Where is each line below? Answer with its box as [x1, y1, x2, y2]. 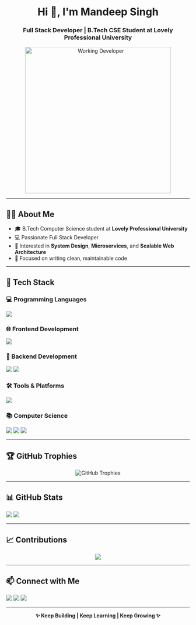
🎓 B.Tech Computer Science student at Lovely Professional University [14, 225, 188, 232]
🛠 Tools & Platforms [6, 382, 65, 390]
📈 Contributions [6, 535, 67, 545]
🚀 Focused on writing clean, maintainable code [14, 255, 127, 262]
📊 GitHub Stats [6, 493, 63, 503]
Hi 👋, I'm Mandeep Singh [37, 5, 159, 19]
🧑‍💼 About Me [6, 209, 55, 219]
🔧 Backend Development [6, 352, 77, 360]
